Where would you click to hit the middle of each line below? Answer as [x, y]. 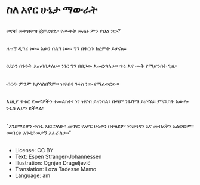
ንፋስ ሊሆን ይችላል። [25, 108]
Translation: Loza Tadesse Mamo [56, 169]
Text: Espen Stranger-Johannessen [58, 156]
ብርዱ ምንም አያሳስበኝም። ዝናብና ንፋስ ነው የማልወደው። [63, 84]
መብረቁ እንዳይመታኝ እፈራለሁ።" [39, 132]
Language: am [33, 175]
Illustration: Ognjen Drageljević [53, 163]
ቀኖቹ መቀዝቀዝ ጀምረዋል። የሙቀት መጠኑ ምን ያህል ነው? [64, 30]
